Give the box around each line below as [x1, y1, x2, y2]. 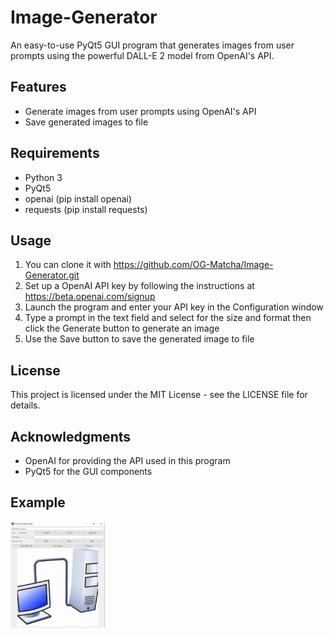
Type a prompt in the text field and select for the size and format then [24, 312, 312, 324]
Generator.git [24, 269, 80, 281]
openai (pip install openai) [24, 192, 133, 205]
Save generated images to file [24, 116, 149, 128]
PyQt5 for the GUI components [24, 466, 153, 477]
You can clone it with [24, 259, 112, 271]
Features [10, 79, 67, 96]
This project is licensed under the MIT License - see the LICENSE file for [10, 389, 308, 401]
